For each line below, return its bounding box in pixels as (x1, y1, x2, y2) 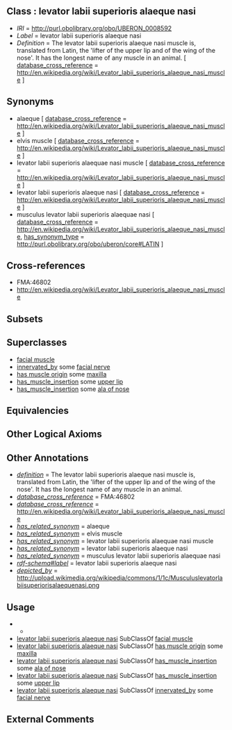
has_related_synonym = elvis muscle (16, 529, 123, 538)
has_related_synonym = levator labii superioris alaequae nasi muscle (16, 537, 214, 545)
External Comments (6, 713, 94, 725)
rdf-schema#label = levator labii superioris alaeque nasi (16, 559, 177, 567)
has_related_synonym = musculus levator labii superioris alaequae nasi (16, 551, 221, 560)
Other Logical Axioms (6, 429, 102, 440)
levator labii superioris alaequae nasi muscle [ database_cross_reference (16, 158, 225, 167)
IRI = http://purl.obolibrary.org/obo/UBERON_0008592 (16, 24, 172, 32)
